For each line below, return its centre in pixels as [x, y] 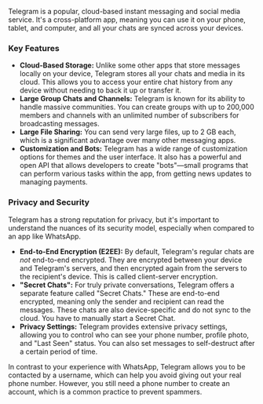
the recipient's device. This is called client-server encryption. [119, 276]
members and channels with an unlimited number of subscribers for [129, 115]
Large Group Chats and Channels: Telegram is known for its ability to [132, 99]
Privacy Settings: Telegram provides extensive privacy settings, [123, 326]
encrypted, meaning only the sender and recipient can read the [122, 301]
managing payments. [53, 182]
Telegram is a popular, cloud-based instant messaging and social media [124, 11]
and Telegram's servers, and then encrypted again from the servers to [133, 268]
